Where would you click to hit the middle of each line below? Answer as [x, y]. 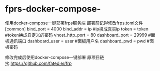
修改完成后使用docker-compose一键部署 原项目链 [55, 57]
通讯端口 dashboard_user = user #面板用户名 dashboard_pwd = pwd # [79, 41]
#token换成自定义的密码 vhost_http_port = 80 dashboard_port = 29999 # [78, 35]
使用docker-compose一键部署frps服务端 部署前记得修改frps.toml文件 [74, 23]
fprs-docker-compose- [53, 9]
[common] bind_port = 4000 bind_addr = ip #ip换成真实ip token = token [77, 29]
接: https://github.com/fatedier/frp [38, 63]
